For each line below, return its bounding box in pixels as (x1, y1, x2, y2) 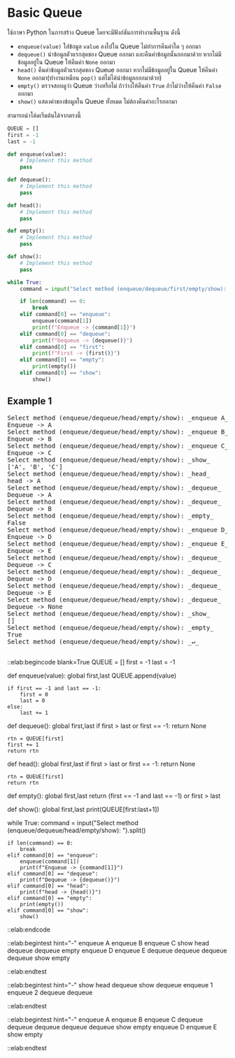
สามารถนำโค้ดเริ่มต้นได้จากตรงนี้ (7, 110, 82, 120)
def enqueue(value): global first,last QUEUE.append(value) (7, 671, 177, 680)
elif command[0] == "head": (7, 882, 90, 889)
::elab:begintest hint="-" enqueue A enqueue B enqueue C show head (7, 938, 210, 947)
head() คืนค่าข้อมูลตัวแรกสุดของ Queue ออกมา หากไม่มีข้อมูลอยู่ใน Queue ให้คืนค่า (17, 65, 218, 74)
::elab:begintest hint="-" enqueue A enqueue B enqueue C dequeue (7, 1015, 204, 1024)
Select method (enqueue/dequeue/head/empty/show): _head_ (7, 470, 211, 478)
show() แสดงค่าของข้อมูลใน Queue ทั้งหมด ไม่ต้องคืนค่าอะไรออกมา (17, 96, 178, 106)
